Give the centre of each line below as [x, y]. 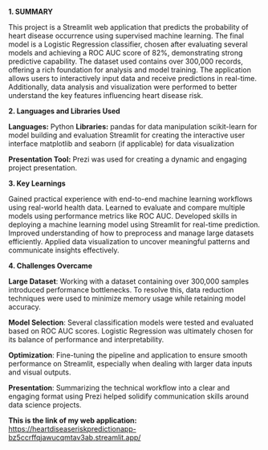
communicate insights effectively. [64, 250]
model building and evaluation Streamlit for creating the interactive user [127, 135]
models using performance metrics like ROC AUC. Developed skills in [123, 216]
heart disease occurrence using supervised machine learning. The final [126, 36]
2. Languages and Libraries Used [64, 111]
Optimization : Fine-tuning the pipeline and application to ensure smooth [128, 355]
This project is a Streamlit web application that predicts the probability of [128, 27]
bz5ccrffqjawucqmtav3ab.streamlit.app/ [75, 438]
